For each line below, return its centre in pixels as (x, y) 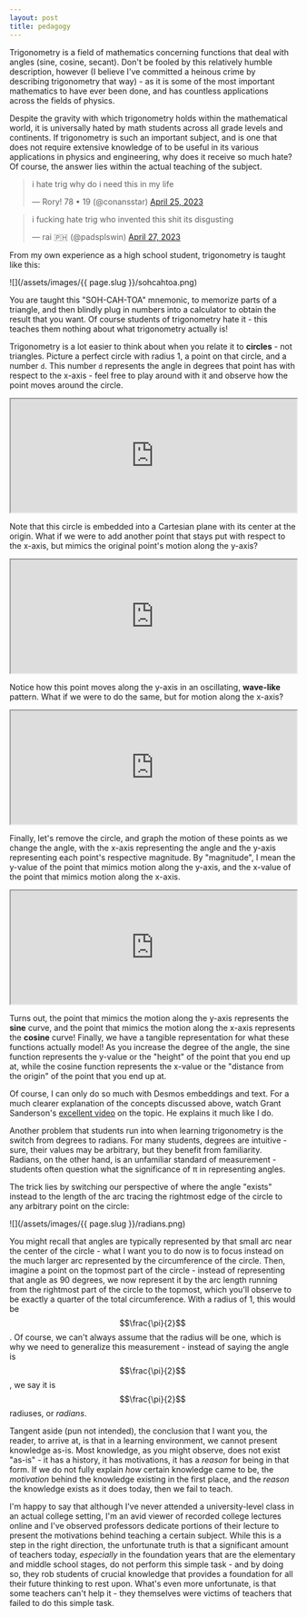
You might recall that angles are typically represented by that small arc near (151, 1241)
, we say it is (33, 1384)
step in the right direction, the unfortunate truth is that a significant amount (149, 1544)
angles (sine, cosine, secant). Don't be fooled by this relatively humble (141, 62)
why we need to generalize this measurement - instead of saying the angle (149, 1346)
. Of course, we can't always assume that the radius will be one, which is (145, 1337)
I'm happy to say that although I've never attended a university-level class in (152, 1506)
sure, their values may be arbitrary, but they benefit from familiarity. (136, 1149)
